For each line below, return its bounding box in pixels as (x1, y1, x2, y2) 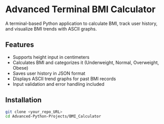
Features (5, 41, 34, 49)
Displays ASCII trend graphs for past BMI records (12, 75, 116, 82)
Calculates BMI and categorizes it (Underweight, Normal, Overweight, (12, 59, 159, 66)
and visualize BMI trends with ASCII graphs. (5, 25, 97, 32)
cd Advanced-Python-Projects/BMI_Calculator (5, 114, 101, 119)
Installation (5, 96, 42, 105)
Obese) (12, 65, 29, 71)
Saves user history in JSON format (12, 70, 86, 76)
